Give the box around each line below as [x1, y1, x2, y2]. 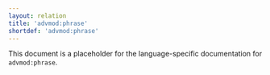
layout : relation [8, 11, 67, 20]
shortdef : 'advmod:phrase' [8, 27, 99, 35]
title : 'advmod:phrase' [8, 19, 89, 27]
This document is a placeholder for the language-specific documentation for [8, 49, 263, 59]
